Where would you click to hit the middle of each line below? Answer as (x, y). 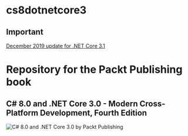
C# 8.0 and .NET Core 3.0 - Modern (72, 103)
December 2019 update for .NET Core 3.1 (56, 46)
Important (25, 32)
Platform (22, 113)
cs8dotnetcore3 (46, 10)
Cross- (152, 103)
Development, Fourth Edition (94, 113)
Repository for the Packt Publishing (94, 69)
